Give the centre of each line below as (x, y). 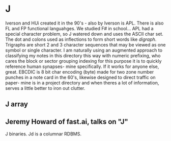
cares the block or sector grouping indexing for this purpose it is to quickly (83, 61)
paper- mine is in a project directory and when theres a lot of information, (82, 83)
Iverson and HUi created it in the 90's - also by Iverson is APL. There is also (84, 23)
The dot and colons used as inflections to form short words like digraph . (81, 39)
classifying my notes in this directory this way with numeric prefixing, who (83, 55)
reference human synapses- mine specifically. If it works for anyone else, (82, 66)
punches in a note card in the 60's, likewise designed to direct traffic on (81, 77)
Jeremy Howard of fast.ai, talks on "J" (67, 121)
